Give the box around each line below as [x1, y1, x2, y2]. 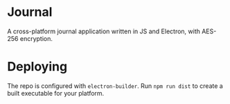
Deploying [7, 59, 68, 75]
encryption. [19, 34, 53, 42]
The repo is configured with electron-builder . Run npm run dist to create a [7, 81, 223, 90]
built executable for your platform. [7, 89, 105, 97]
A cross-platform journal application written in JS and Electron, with [7, 27, 201, 35]
